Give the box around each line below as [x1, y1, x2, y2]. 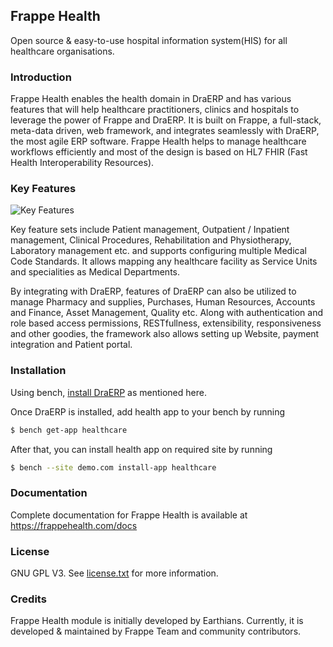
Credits [10, 592, 47, 606]
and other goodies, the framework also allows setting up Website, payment [10, 328, 320, 340]
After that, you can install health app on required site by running [10, 443, 273, 455]
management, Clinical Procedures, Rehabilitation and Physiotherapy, [10, 234, 292, 246]
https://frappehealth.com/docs [10, 519, 138, 531]
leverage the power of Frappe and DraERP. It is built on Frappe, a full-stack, [10, 114, 322, 126]
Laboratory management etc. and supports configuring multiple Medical [10, 245, 307, 257]
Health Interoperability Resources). [10, 157, 155, 169]
